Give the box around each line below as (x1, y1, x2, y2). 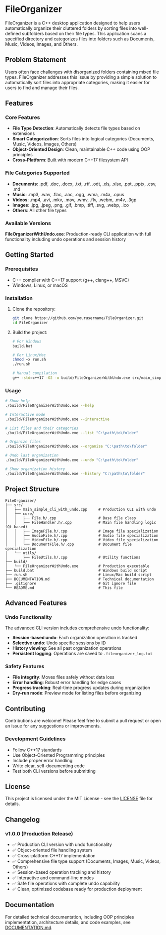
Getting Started (5, 250, 54, 259)
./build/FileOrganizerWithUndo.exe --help (5, 403, 94, 408)
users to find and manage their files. (5, 85, 79, 91)
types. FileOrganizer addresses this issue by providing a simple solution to (5, 74, 157, 80)
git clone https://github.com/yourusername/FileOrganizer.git (12, 316, 144, 321)
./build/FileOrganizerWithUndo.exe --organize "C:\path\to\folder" (5, 444, 148, 449)
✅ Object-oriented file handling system (12, 847, 93, 853)
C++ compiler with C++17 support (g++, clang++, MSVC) (12, 277, 129, 283)
